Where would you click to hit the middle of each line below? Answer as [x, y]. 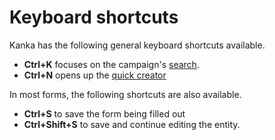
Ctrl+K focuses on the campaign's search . [111, 64]
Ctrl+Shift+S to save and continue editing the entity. [132, 124]
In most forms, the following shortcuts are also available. [125, 94]
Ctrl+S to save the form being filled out [104, 113]
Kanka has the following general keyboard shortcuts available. [137, 45]
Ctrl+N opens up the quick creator [95, 75]
